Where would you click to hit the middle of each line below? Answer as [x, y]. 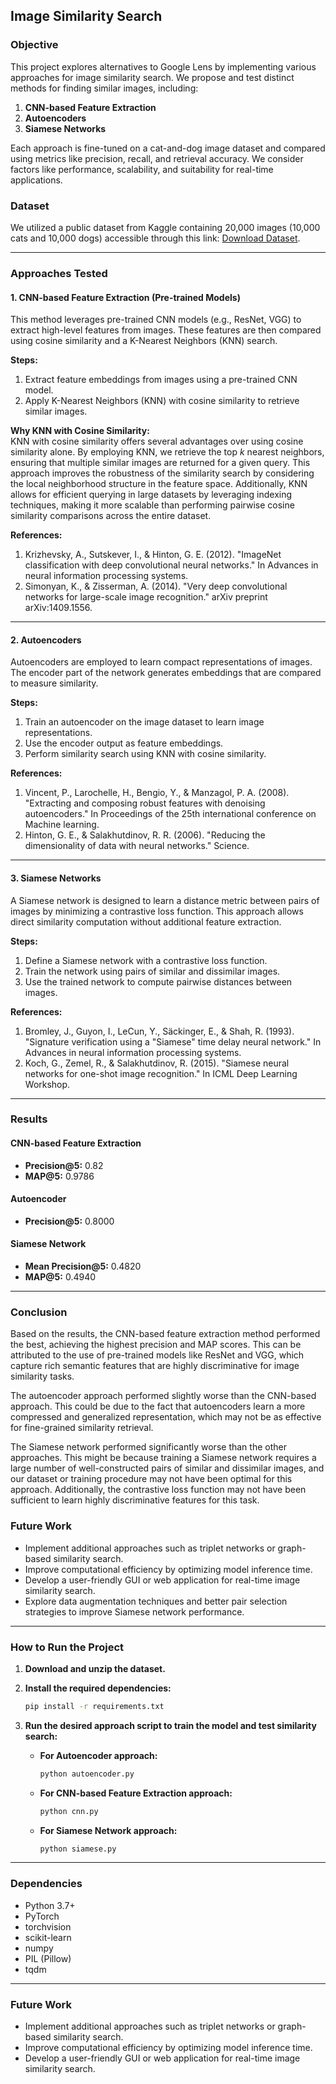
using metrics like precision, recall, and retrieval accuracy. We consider [157, 158]
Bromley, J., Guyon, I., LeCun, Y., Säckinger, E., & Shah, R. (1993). [159, 1031]
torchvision [48, 1926]
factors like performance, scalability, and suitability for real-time [142, 169]
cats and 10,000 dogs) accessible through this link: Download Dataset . [155, 238]
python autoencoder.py [87, 1774]
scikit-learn [48, 1937]
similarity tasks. [42, 1376]
